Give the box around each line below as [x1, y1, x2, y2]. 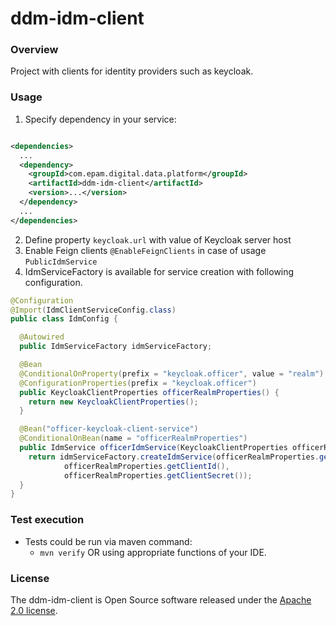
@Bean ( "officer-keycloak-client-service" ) [19, 424, 199, 434]
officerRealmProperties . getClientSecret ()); [63, 470, 253, 481]
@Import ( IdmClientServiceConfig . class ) [10, 305, 177, 315]
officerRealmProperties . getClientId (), [63, 461, 230, 471]
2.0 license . [10, 604, 58, 616]
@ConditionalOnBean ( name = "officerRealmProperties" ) [19, 433, 248, 444]
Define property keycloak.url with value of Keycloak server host [24, 233, 292, 246]
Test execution [10, 513, 85, 527]
